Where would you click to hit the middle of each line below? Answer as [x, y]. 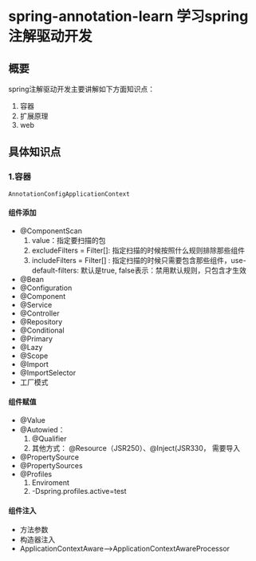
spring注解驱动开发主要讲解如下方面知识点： [82, 89]
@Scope [34, 356]
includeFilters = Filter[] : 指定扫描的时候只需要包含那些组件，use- [139, 260]
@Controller [39, 313]
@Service [36, 304]
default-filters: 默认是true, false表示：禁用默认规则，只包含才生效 [139, 270]
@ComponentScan [51, 231]
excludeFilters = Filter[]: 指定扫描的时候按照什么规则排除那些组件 [138, 250]
